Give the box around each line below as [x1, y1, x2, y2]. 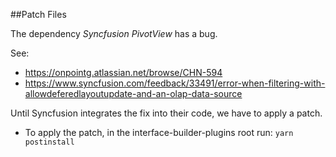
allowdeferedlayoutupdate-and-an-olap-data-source [24, 88, 243, 99]
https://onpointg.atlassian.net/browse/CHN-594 [24, 67, 223, 78]
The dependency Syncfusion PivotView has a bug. [10, 28, 218, 39]
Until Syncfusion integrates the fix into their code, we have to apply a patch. [10, 107, 323, 119]
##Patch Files [10, 9, 67, 20]
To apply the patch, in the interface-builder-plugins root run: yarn [24, 127, 294, 138]
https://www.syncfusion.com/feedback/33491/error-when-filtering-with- [24, 77, 326, 89]
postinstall [24, 137, 75, 147]
